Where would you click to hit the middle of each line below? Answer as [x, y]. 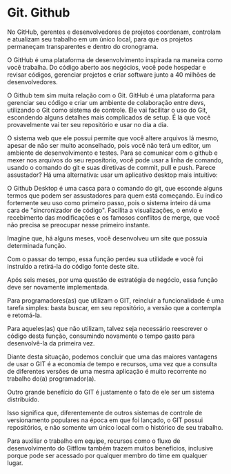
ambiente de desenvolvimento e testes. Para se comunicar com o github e [113, 153]
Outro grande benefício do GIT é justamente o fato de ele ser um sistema [111, 392]
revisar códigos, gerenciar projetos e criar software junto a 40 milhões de [111, 75]
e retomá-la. [24, 315]
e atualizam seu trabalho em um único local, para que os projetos [100, 39]
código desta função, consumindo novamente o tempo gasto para [101, 336]
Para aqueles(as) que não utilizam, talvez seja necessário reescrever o [108, 328]
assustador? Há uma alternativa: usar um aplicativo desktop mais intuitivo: [113, 175]
